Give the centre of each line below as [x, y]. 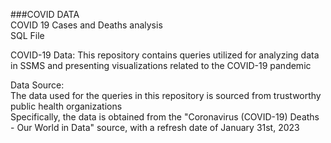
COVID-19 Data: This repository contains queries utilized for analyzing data [165, 55]
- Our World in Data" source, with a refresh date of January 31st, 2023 [155, 127]
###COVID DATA [45, 14]
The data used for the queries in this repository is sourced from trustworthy [166, 95]
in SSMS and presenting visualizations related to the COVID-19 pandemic [161, 65]
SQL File [27, 35]
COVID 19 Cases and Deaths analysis [86, 25]
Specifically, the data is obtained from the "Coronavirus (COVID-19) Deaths [165, 117]
